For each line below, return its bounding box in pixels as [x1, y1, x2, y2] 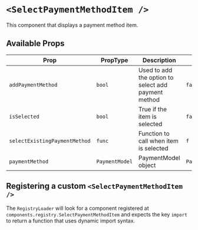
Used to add [138, 66, 173, 74]
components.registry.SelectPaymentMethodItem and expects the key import [6, 211, 187, 218]
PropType [101, 56, 128, 64]
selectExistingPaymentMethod [9, 137, 91, 144]
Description [142, 56, 176, 64]
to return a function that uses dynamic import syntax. [6, 217, 136, 224]
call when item [138, 137, 179, 145]
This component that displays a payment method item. [6, 21, 138, 28]
